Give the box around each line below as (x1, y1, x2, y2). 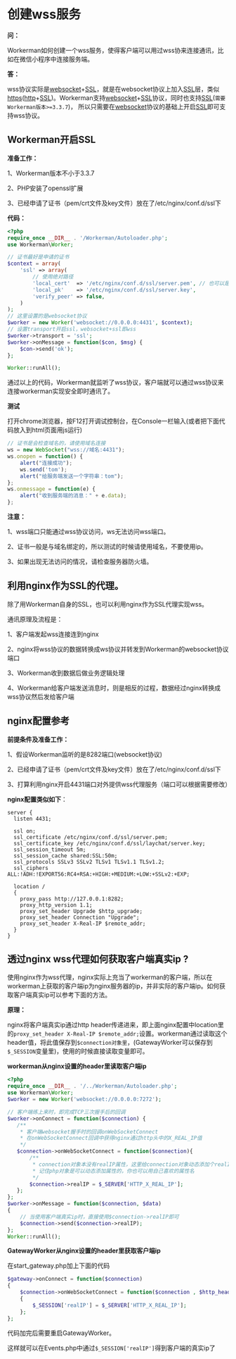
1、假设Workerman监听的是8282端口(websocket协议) (7, 750, 163, 758)
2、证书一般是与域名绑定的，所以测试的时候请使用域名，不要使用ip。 (7, 542, 207, 550)
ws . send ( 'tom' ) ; (20, 466, 68, 473)
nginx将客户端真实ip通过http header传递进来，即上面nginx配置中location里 (7, 1021, 225, 1029)
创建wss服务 (7, 6, 81, 23)
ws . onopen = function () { (7, 453, 83, 460)
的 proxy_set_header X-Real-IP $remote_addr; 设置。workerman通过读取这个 (7, 1029, 228, 1038)
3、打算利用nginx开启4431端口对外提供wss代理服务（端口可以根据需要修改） (7, 780, 232, 788)
